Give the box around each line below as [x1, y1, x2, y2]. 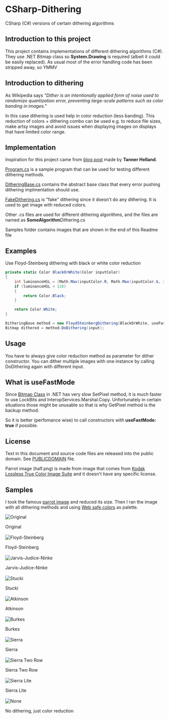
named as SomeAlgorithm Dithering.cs [5, 217, 86, 223]
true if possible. [5, 422, 38, 428]
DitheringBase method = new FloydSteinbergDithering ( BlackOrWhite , [5, 321, 150, 326]
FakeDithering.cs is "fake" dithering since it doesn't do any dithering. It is [5, 196, 157, 202]
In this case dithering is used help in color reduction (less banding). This [5, 112, 155, 119]
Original [5, 524, 22, 530]
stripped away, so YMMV [5, 64, 57, 70]
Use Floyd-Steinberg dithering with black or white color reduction [5, 260, 141, 266]
